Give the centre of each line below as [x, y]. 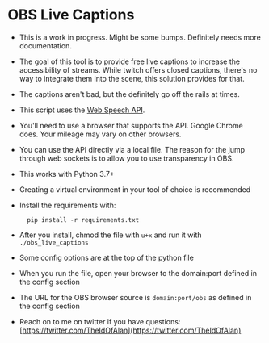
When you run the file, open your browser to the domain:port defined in [138, 273]
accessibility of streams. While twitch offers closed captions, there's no [138, 69]
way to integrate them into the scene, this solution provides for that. [132, 78]
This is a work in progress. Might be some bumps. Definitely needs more [140, 37]
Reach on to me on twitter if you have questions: [100, 321]
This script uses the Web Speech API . [82, 110]
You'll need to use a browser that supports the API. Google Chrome [131, 125]
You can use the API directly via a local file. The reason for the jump [132, 149]
